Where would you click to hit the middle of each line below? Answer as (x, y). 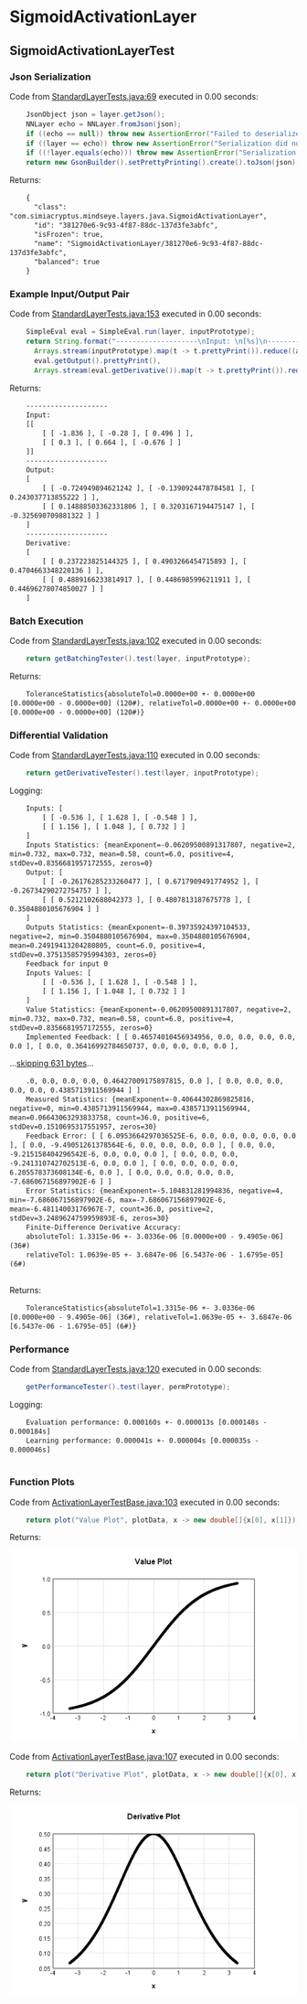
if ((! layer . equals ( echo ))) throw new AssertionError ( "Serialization (161, 153)
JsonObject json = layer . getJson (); (96, 114)
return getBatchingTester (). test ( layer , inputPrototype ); (138, 659)
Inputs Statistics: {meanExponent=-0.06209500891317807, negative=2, (161, 845)
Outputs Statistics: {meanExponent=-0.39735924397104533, (138, 927)
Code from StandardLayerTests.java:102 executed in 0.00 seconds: (136, 641)
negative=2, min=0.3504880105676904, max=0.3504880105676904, (130, 937)
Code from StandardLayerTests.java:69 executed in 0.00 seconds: (134, 96)
